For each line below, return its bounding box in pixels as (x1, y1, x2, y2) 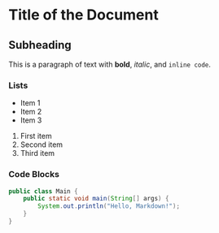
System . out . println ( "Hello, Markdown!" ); (37, 202, 181, 210)
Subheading (8, 38, 72, 52)
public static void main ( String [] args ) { (23, 195, 169, 203)
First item (20, 132, 52, 141)
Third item (20, 149, 55, 158)
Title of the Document (8, 6, 159, 24)
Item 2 (20, 107, 42, 117)
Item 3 (20, 115, 42, 125)
